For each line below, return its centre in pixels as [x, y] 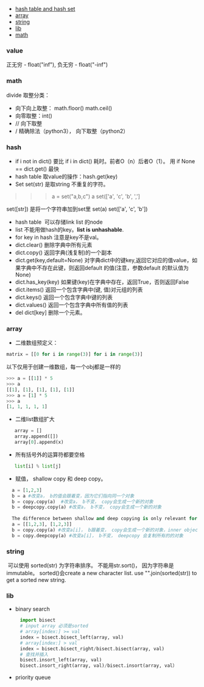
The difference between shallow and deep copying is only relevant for [105, 519]
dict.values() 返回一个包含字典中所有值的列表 [72, 304]
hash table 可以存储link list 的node [59, 222]
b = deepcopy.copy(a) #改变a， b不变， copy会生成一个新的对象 [87, 507]
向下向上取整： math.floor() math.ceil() [64, 108]
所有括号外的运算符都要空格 [50, 454]
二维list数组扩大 [35, 419]
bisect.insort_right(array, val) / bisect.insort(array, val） [99, 666]
